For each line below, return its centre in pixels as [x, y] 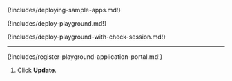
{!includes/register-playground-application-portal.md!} [85, 57]
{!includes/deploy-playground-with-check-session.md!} [87, 37]
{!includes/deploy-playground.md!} [57, 23]
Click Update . [37, 70]
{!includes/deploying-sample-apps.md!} [64, 10]
